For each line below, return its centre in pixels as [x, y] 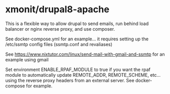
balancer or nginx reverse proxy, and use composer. [60, 29]
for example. [39, 86]
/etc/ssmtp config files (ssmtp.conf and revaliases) [59, 44]
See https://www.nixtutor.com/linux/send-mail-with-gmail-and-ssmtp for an [85, 54]
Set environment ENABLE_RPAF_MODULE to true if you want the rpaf [78, 69]
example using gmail [27, 59]
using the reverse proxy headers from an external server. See [70, 80]
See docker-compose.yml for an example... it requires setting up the [77, 39]
